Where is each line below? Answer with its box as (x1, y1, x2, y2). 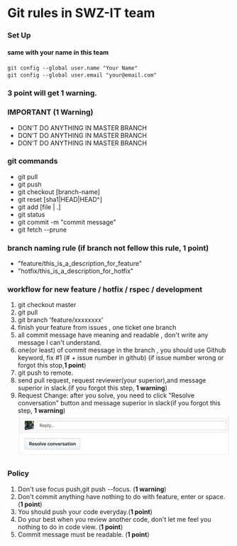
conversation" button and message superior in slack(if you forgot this (17, 399, 221, 407)
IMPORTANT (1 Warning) (7, 107, 94, 117)
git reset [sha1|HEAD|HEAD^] (17, 195, 103, 203)
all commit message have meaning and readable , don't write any (17, 331, 209, 339)
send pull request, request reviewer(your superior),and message (17, 376, 206, 385)
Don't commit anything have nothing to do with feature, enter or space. (17, 492, 226, 500)
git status (17, 210, 45, 218)
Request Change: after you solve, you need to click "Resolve (17, 391, 195, 400)
